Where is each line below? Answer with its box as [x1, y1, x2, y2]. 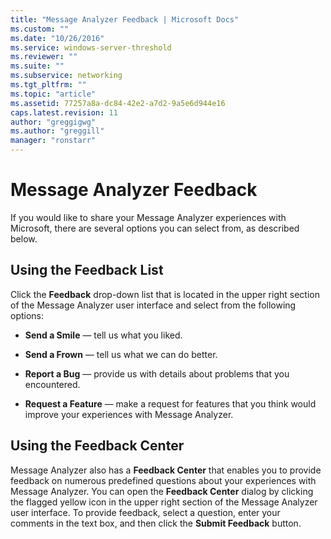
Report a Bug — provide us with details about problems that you [24, 367, 290, 380]
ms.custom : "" [10, 24, 70, 34]
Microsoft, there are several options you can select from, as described [10, 222, 300, 234]
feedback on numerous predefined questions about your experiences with [10, 474, 317, 486]
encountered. [24, 378, 81, 390]
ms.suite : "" [10, 61, 65, 71]
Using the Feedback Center [10, 437, 185, 455]
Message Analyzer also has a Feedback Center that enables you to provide [10, 464, 322, 476]
